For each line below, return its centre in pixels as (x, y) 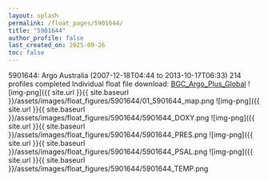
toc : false (26, 53)
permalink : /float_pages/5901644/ (66, 23)
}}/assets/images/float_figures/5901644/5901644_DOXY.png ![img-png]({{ (132, 118)
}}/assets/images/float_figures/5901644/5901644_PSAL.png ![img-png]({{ (131, 151)
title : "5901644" (37, 30)
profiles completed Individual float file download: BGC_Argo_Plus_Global (127, 84)
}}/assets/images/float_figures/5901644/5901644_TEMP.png (108, 169)
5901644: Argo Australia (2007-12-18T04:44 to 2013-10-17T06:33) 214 (125, 75)
